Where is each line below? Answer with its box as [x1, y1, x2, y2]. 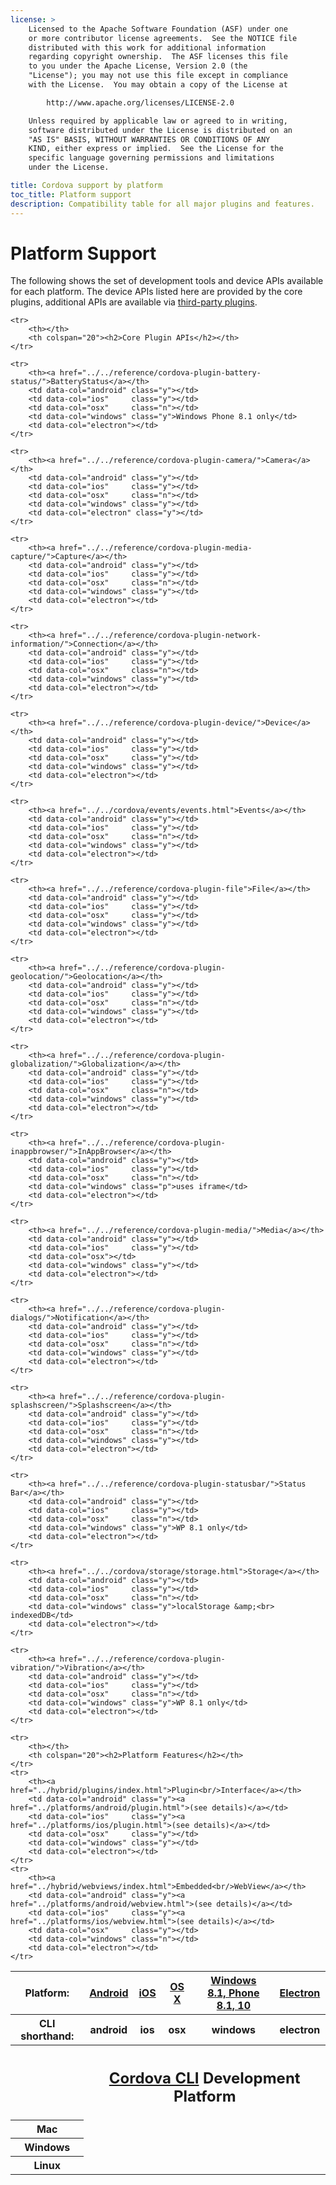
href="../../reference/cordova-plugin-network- [59, 631, 262, 641]
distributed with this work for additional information [28, 42, 267, 53]
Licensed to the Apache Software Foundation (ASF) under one [28, 24, 288, 34]
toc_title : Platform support [10, 189, 132, 200]
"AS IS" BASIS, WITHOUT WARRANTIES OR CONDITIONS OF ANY [28, 134, 271, 145]
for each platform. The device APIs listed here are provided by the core [10, 286, 303, 298]
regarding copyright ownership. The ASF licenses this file [28, 52, 288, 62]
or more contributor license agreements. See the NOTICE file [28, 33, 298, 43]
